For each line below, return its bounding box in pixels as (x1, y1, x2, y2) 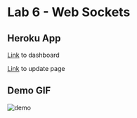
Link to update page (7, 65, 65, 72)
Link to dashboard (7, 51, 60, 59)
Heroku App (7, 32, 61, 44)
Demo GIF (7, 85, 51, 97)
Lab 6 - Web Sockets (7, 4, 131, 20)
